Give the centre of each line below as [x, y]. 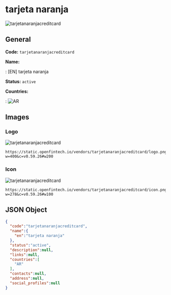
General [18, 39]
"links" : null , [25, 255]
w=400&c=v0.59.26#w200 [29, 156]
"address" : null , [27, 279]
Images [17, 117]
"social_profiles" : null [35, 283]
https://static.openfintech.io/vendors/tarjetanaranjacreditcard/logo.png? [87, 152]
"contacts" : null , [28, 274]
